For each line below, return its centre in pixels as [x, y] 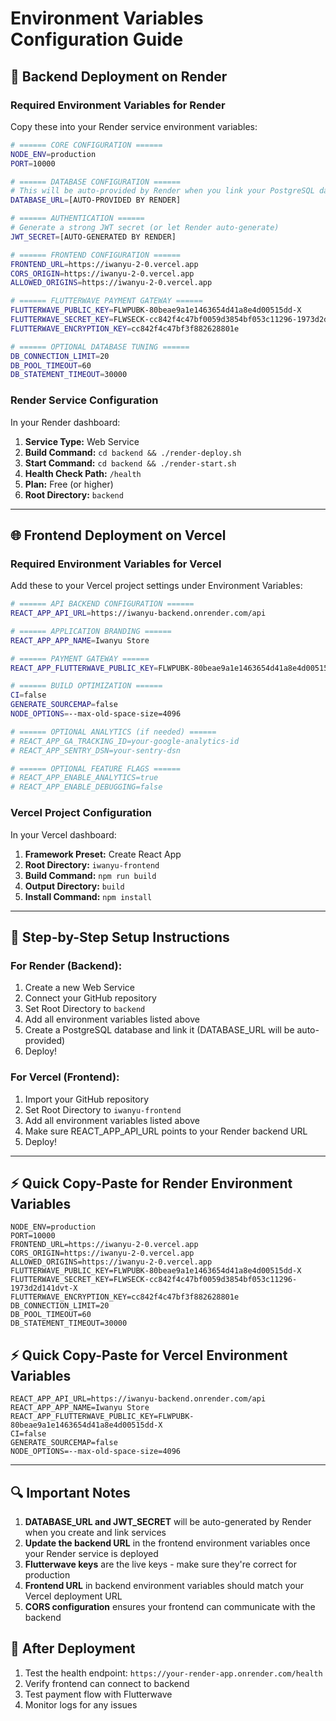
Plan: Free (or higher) [69, 484]
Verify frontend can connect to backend [107, 1683]
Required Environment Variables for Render [118, 105]
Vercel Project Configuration [81, 813]
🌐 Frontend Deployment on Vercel [118, 535]
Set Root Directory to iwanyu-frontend [103, 1109]
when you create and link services [95, 1532]
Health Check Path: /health [83, 473]
